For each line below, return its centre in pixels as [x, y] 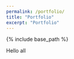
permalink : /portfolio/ [36, 12]
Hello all [16, 51]
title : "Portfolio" [30, 17]
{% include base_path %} [37, 40]
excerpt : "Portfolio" [33, 22]
